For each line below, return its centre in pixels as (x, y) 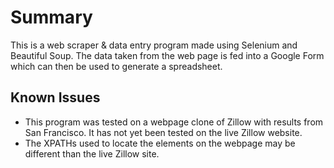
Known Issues (55, 97)
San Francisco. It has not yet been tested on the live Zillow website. (163, 132)
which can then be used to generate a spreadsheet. (116, 66)
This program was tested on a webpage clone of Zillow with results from (174, 122)
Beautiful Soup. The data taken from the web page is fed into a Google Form (167, 55)
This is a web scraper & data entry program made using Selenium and (154, 45)
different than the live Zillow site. (92, 153)
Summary (51, 17)
